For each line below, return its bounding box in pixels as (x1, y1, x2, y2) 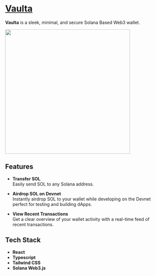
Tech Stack (5, 236, 41, 244)
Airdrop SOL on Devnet (12, 190, 61, 196)
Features (5, 163, 33, 171)
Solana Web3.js (12, 265, 46, 271)
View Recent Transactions (12, 211, 68, 217)
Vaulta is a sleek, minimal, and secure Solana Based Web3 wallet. (5, 19, 141, 25)
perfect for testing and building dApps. (12, 201, 92, 207)
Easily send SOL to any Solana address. (12, 181, 94, 187)
